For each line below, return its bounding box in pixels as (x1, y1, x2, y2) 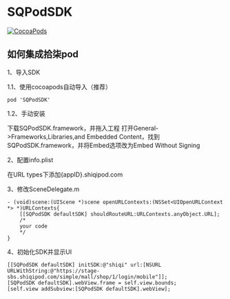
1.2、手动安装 (7, 109, 46, 118)
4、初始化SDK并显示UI (7, 247, 72, 256)
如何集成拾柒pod (7, 49, 79, 60)
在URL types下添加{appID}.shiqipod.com (7, 170, 123, 179)
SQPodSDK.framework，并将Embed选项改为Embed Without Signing (7, 141, 200, 149)
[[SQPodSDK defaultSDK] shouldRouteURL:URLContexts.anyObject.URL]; (19, 210, 220, 217)
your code (19, 223, 48, 230)
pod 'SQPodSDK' (7, 96, 51, 103)
